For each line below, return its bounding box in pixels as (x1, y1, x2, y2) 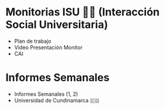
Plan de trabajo (14, 37, 52, 44)
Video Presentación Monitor (14, 44, 83, 51)
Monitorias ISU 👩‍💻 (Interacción (5, 5, 160, 19)
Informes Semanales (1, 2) (14, 90, 78, 97)
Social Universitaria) (5, 18, 108, 31)
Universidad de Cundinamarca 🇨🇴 (14, 97, 100, 104)
